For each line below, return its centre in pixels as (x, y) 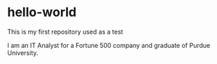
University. (23, 53)
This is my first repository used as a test (65, 32)
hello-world (42, 12)
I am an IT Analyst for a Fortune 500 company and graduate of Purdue (109, 45)
